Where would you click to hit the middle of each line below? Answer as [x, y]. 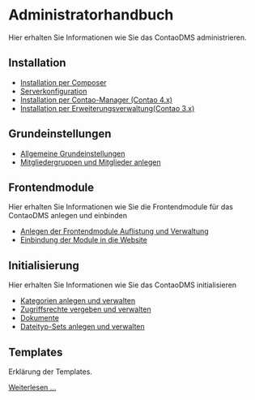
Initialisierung [44, 265]
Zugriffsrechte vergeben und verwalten [85, 309]
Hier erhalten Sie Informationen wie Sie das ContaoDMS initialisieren [123, 285]
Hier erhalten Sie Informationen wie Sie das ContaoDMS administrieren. [127, 37]
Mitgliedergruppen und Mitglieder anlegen [90, 162]
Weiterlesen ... [32, 387]
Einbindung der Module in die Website [83, 240]
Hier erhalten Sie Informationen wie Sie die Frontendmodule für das [121, 207]
